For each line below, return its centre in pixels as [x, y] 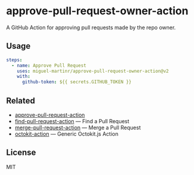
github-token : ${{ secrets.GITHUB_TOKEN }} [77, 82]
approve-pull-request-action [50, 115]
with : [24, 76]
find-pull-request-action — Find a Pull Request [72, 121]
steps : [14, 60]
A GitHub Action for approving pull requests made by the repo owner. [91, 27]
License [21, 153]
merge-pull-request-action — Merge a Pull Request [78, 127]
